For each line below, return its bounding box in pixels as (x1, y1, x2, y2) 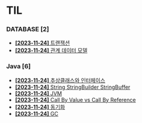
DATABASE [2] (6, 25, 49, 34)
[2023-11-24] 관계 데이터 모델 (14, 47, 88, 54)
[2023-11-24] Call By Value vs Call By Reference (14, 96, 137, 103)
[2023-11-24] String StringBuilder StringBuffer (14, 83, 131, 91)
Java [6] (6, 62, 31, 71)
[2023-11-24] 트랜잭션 (14, 40, 70, 47)
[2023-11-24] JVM (14, 89, 62, 97)
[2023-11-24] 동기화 (14, 103, 65, 110)
